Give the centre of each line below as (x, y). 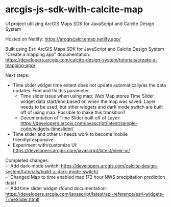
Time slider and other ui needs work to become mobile (70, 134)
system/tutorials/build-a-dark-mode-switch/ (52, 171)
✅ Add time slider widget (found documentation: (56, 188)
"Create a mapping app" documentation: (48, 54)
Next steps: (17, 75)
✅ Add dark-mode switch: (33, 165)
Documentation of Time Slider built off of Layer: (70, 118)
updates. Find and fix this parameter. (51, 90)
